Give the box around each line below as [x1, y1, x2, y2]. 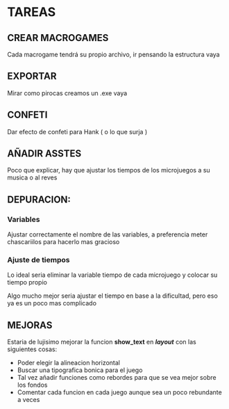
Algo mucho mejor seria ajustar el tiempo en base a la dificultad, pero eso [7, 291, 219, 300]
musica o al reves [7, 173, 58, 182]
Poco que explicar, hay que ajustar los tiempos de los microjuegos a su [7, 166, 210, 175]
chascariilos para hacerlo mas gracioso [7, 238, 120, 246]
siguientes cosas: [7, 345, 58, 353]
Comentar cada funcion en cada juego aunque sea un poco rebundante [17, 388, 222, 396]
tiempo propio [7, 278, 47, 287]
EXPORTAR [7, 70, 57, 82]
